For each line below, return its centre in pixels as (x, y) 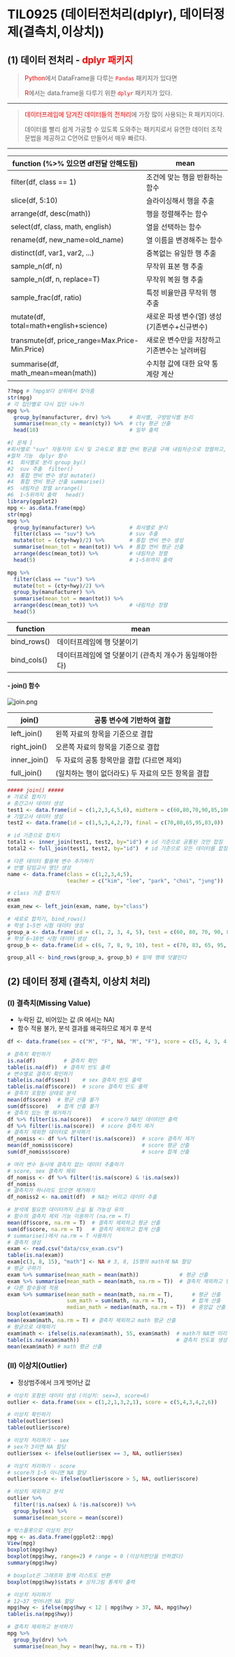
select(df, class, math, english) (61, 227)
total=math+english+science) (59, 325)
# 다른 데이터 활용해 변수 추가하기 (50, 861)
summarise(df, (35, 364)
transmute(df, (33, 340)
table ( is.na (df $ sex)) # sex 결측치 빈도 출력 (74, 1080)
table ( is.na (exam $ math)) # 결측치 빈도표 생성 (117, 1340)
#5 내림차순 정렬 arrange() (45, 488)
